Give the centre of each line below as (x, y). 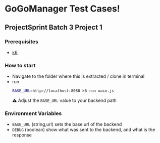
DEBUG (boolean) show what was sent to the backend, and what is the (84, 130)
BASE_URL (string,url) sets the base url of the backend (67, 124)
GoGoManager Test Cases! (63, 9)
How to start (20, 65)
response (22, 135)
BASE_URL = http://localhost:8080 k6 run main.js (63, 91)
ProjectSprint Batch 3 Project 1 (54, 27)
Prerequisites (21, 42)
